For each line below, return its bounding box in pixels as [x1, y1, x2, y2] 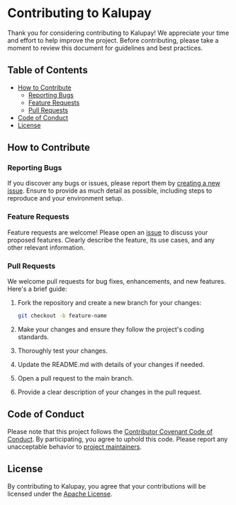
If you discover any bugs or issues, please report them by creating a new [7, 179, 221, 188]
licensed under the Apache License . [7, 489, 113, 498]
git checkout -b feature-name [17, 312, 108, 319]
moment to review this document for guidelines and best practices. [7, 43, 203, 52]
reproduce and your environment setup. [7, 194, 124, 203]
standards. [17, 332, 50, 341]
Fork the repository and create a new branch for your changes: [17, 299, 202, 307]
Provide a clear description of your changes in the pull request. [17, 388, 202, 396]
